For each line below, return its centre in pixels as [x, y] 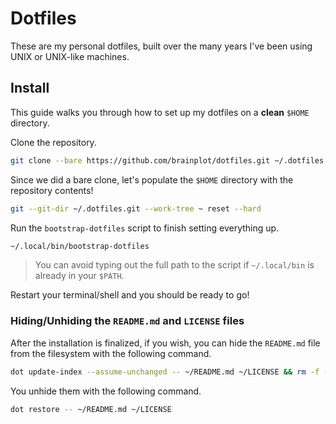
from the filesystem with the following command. [111, 353]
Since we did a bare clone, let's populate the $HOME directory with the [152, 179]
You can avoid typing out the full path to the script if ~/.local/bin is [174, 265]
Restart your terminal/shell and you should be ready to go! [130, 295]
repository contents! [52, 190]
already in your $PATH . [79, 276]
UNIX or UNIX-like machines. [70, 56]
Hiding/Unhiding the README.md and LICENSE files [127, 321]
